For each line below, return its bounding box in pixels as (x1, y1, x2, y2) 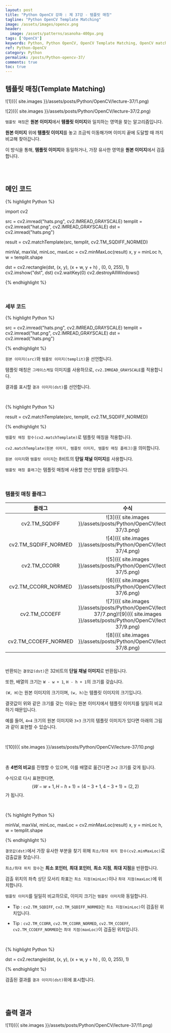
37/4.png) (115, 548, 140, 555)
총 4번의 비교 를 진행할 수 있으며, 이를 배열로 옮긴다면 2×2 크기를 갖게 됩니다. (5, 765, 156, 771)
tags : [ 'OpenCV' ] (5, 36, 42, 41)
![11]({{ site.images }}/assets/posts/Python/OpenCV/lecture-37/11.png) (5, 1022, 153, 1028)
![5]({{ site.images (106, 556, 150, 563)
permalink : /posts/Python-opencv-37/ (5, 55, 85, 60)
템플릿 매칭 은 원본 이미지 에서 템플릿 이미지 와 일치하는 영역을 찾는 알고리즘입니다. (5, 118, 163, 125)
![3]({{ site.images (106, 514, 150, 521)
